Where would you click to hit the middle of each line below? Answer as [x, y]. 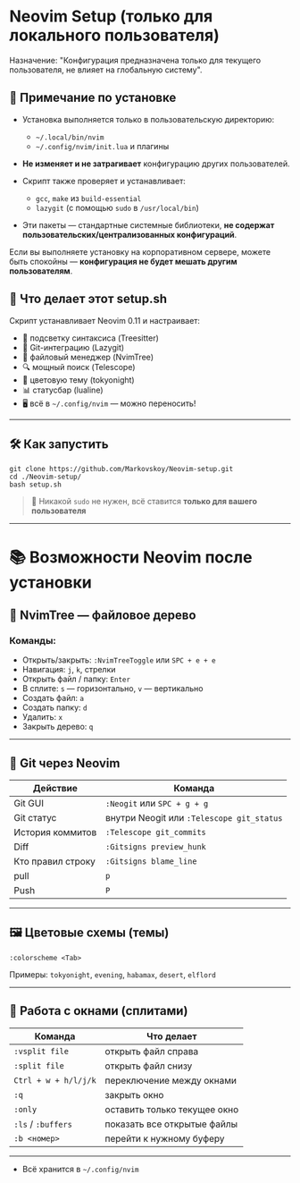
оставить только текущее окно [172, 1109]
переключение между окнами [171, 1080]
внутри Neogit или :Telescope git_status [194, 818]
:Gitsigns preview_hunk [156, 847]
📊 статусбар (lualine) [63, 390]
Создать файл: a [53, 698]
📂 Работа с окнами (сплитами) [99, 1011]
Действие [55, 789]
